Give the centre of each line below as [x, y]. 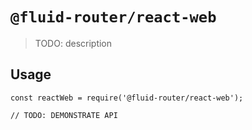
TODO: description [73, 43]
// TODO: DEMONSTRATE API [64, 115]
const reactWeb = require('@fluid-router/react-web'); [127, 98]
